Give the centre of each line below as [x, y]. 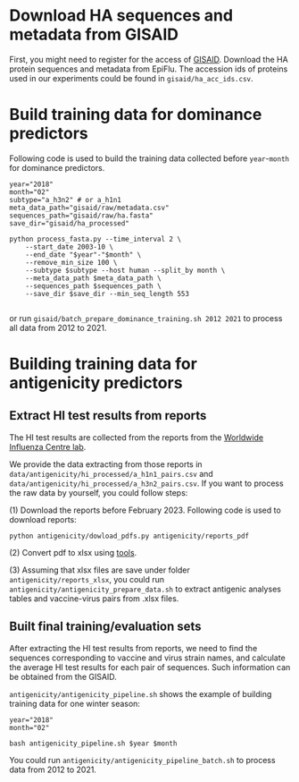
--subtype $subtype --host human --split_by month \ [125, 270]
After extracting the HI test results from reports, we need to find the [133, 648]
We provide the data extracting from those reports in [106, 464]
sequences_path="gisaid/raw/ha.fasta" [81, 216]
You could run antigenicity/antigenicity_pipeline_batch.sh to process [142, 760]
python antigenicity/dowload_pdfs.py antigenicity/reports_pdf [129, 536]
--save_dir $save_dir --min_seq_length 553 [108, 293]
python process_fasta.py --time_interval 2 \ [95, 239]
